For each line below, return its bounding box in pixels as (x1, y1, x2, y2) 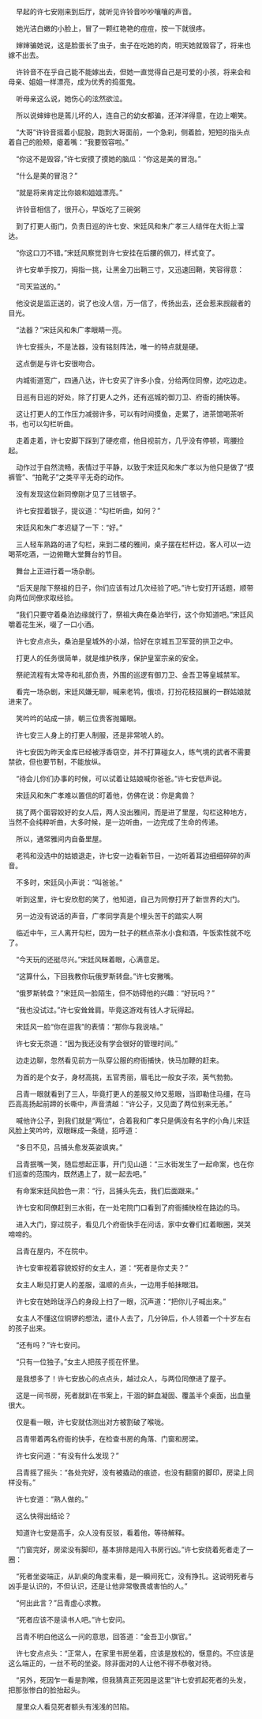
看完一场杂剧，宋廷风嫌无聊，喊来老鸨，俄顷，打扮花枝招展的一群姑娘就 (15, 687, 251, 696)
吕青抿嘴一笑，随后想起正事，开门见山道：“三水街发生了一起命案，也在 (15, 1159, 247, 1169)
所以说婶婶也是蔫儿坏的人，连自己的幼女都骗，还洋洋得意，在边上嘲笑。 (15, 111, 251, 120)
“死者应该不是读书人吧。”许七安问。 (15, 1615, 130, 1624)
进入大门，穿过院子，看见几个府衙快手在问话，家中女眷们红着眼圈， (15, 1220, 238, 1229)
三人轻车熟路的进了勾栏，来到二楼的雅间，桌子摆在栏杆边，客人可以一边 (15, 540, 251, 549)
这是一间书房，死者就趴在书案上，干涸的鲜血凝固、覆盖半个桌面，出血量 (15, 1391, 251, 1400)
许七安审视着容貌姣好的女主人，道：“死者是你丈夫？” (15, 1264, 189, 1272)
